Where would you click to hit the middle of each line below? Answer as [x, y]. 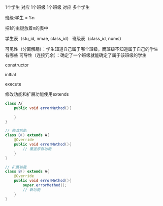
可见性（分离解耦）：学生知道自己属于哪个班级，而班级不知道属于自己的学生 [82, 49]
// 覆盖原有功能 [37, 149]
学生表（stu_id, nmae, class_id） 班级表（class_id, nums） [65, 39]
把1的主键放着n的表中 [27, 28]
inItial [11, 74]
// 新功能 [32, 190]
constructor [17, 65]
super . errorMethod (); [45, 185]
